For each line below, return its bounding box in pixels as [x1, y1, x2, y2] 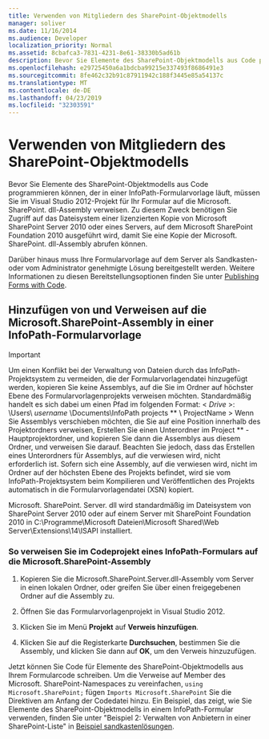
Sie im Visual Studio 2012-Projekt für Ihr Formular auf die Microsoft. [8, 197, 231, 206]
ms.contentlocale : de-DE [8, 86, 91, 95]
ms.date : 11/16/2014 [8, 26, 78, 35]
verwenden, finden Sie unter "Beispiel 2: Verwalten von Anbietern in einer [8, 713, 251, 723]
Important [8, 350, 41, 359]
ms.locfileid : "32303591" [8, 101, 94, 109]
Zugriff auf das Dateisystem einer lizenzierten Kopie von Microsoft [8, 213, 227, 223]
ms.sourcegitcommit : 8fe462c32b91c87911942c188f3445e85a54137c [8, 71, 224, 79]
